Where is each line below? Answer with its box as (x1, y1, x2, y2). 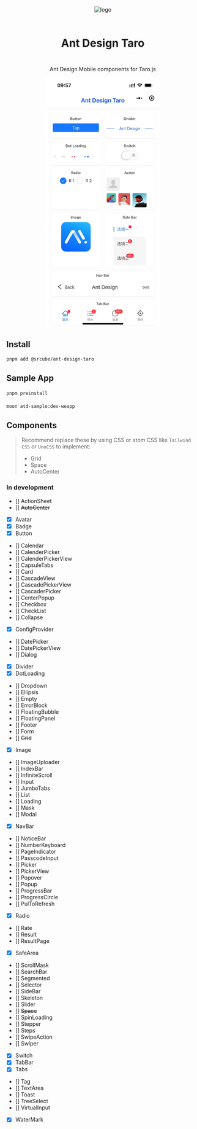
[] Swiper (15, 1040, 39, 1047)
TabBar (15, 1059, 34, 1066)
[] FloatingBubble (15, 708, 59, 716)
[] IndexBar (15, 765, 44, 773)
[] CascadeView (15, 574, 56, 582)
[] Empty (15, 695, 37, 703)
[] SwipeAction (15, 1033, 53, 1041)
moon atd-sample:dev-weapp (6, 403, 75, 409)
